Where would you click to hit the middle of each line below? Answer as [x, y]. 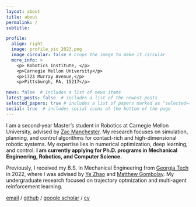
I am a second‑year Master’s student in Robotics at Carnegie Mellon [87, 125]
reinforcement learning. [34, 186]
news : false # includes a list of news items [64, 92]
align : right [27, 44]
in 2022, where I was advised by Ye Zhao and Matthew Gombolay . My [90, 174]
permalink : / [22, 22]
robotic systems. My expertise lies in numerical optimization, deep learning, [97, 144]
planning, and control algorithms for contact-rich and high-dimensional [91, 137]
